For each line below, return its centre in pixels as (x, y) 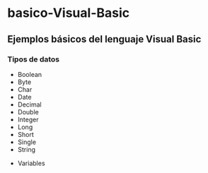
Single (27, 142)
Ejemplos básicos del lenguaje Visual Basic (104, 39)
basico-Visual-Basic (69, 13)
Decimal (29, 105)
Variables (31, 163)
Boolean (30, 74)
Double (28, 112)
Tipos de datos (34, 59)
